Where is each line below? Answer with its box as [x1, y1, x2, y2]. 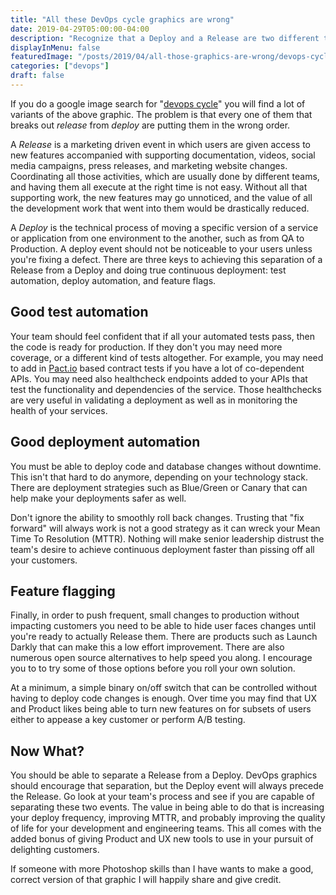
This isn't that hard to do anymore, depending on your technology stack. [10, 471, 308, 483]
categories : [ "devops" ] [10, 61, 110, 71]
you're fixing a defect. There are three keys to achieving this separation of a [10, 253, 323, 265]
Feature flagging [10, 582, 116, 600]
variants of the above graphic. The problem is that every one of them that [10, 108, 313, 120]
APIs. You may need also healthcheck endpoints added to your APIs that [10, 372, 308, 385]
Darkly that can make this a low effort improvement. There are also [10, 641, 285, 653]
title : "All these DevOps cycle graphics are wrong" [10, 14, 235, 25]
